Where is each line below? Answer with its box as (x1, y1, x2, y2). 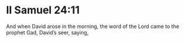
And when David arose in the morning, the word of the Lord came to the (6, 23, 180, 30)
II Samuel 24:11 (6, 3, 80, 17)
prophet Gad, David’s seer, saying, (6, 29, 89, 36)
